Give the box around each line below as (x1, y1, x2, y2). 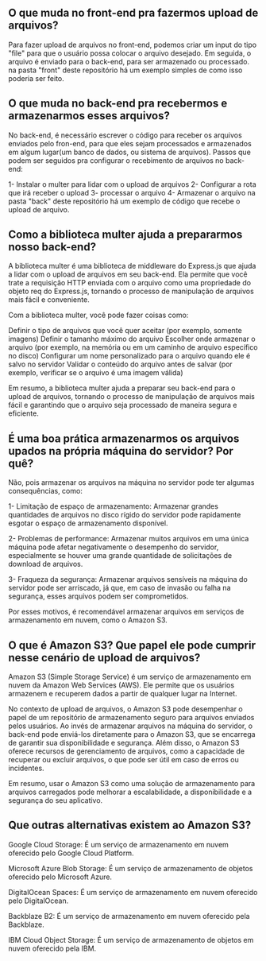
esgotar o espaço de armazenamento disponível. (8, 518, 168, 528)
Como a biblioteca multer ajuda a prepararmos (8, 228, 243, 242)
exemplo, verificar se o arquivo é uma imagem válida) (8, 368, 184, 378)
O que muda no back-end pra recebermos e (8, 97, 228, 110)
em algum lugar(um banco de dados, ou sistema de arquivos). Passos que (8, 147, 252, 157)
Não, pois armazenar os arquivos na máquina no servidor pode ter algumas (8, 478, 255, 487)
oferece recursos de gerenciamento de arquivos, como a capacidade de (8, 746, 245, 756)
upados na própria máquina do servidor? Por (8, 444, 234, 458)
